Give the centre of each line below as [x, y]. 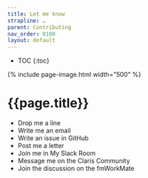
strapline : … [27, 21]
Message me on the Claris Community [74, 161]
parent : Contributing [39, 27]
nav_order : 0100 [31, 34]
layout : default [31, 41]
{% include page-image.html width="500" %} [74, 75]
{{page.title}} [48, 103]
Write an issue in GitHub [53, 138]
